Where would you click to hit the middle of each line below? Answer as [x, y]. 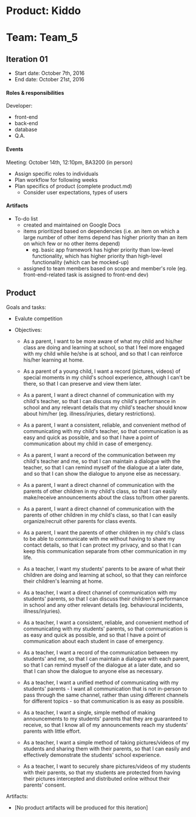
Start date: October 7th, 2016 [49, 73]
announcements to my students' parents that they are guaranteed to [106, 719]
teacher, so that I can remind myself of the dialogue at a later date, [103, 467]
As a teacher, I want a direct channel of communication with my [100, 592]
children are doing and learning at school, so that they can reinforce [105, 575]
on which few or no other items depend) [72, 243]
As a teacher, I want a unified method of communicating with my [101, 682]
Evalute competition [39, 318]
